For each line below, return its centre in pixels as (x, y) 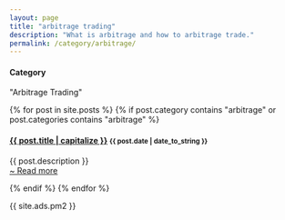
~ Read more (34, 170)
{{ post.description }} (49, 161)
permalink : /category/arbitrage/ (73, 43)
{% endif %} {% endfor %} (60, 188)
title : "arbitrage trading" (63, 26)
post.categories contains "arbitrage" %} (85, 120)
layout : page (34, 18)
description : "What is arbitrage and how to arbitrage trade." (132, 35)
